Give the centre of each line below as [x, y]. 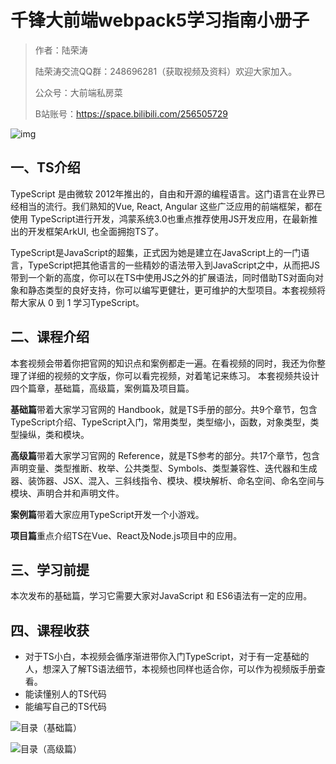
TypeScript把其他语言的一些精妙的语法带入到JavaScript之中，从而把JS [173, 265]
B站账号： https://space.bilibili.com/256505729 [131, 113]
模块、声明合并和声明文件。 [67, 493]
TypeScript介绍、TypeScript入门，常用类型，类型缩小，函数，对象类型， [160, 422]
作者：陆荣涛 [61, 50]
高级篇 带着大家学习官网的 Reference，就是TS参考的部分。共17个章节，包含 [165, 455]
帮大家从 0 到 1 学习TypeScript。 [77, 302]
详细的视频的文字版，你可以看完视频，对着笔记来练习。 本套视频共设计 [173, 375]
